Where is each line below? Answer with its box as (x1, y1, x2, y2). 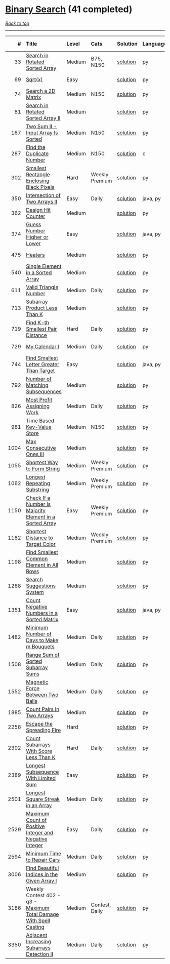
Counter (26, 213, 46, 220)
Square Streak (26, 795, 60, 802)
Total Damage (26, 910, 59, 917)
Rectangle (26, 171, 50, 178)
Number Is (26, 500, 51, 507)
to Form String (26, 465, 60, 472)
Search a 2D (26, 87, 56, 94)
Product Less (26, 304, 58, 311)
